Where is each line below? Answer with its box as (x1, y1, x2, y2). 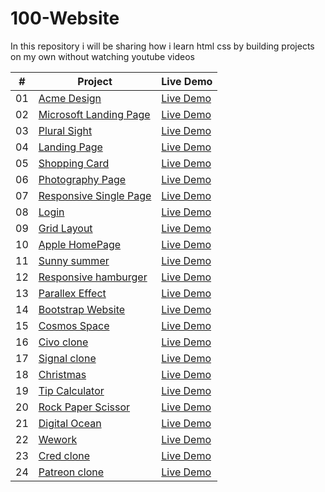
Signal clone (38, 351, 97, 365)
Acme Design (38, 91, 102, 105)
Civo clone (38, 335, 89, 349)
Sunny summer (38, 253, 110, 267)
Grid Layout (38, 221, 93, 235)
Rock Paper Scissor (38, 400, 131, 414)
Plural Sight (38, 123, 93, 137)
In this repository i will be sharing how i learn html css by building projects (10, 40, 315, 52)
